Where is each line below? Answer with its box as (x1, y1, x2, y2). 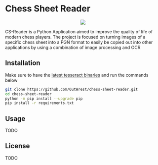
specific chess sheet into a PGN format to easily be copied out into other (5, 39, 153, 45)
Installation (5, 59, 40, 67)
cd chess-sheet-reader (5, 91, 52, 97)
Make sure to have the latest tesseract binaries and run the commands (5, 72, 149, 78)
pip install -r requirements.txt (5, 101, 74, 106)
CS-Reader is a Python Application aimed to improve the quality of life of (5, 28, 153, 35)
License (5, 142, 30, 150)
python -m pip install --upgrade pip (5, 96, 83, 101)
